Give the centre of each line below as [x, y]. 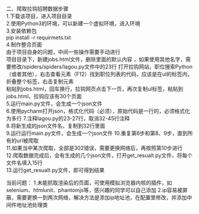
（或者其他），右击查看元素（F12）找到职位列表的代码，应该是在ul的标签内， [99, 74]
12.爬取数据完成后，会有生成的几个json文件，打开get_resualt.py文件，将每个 [99, 155]
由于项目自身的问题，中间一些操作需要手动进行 [63, 52]
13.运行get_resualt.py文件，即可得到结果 [55, 170]
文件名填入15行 [24, 163]
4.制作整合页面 [24, 44]
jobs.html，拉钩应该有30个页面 [44, 96]
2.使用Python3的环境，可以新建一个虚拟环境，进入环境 [73, 23]
